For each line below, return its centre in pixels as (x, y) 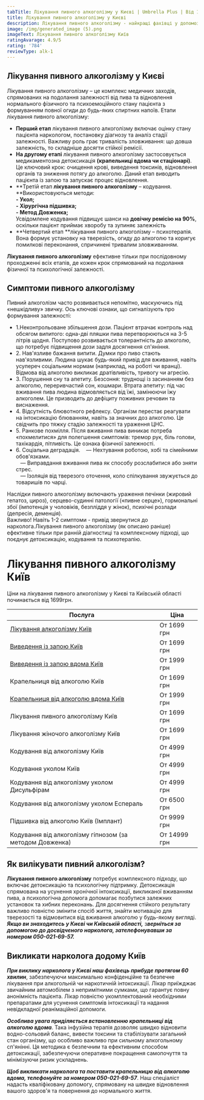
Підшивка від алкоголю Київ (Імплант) (66, 821)
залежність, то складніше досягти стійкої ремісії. (79, 148)
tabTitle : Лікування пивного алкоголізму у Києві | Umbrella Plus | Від (100, 12)
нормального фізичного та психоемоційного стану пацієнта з (86, 103)
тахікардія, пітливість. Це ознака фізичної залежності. (85, 443)
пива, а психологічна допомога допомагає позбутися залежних (89, 898)
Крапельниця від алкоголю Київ (57, 682)
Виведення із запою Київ (47, 646)
